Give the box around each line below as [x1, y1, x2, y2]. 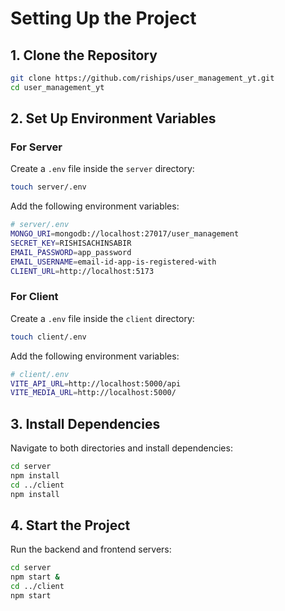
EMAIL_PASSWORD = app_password [10, 247, 132, 257]
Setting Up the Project [10, 7, 197, 30]
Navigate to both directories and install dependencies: [10, 442, 233, 454]
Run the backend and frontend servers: [10, 543, 172, 556]
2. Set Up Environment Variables [10, 110, 217, 127]
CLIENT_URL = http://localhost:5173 [10, 266, 155, 276]
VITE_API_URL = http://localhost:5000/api [10, 378, 182, 389]
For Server [10, 140, 63, 154]
